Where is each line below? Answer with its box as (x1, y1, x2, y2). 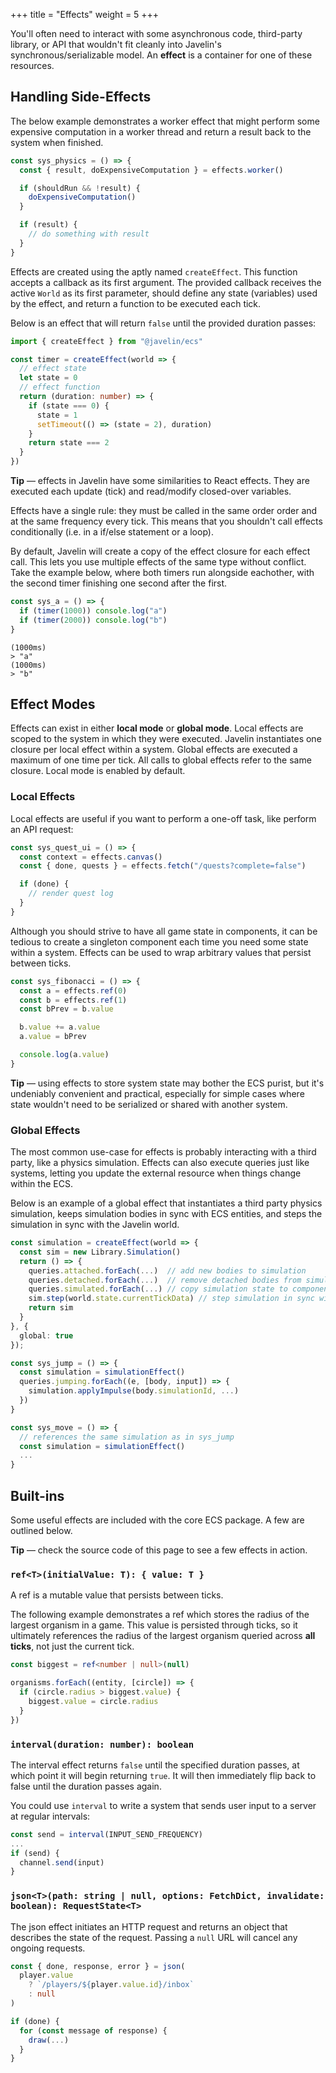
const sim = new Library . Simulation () (19, 1247, 182, 1257)
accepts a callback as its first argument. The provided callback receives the (10, 276, 322, 288)
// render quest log (28, 889, 114, 899)
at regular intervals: (10, 1810, 91, 1822)
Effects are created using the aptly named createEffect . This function (10, 265, 298, 278)
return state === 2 (28, 438, 110, 448)
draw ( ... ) (28, 2035, 70, 2045)
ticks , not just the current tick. (10, 1640, 135, 1653)
